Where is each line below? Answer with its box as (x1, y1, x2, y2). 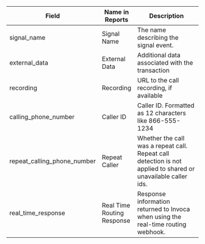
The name (137, 26, 167, 34)
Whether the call (137, 134, 185, 142)
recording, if (137, 84, 173, 92)
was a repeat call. (137, 142, 188, 150)
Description (149, 12, 184, 20)
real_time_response (9, 209, 65, 217)
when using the (137, 213, 182, 221)
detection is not (137, 157, 182, 165)
